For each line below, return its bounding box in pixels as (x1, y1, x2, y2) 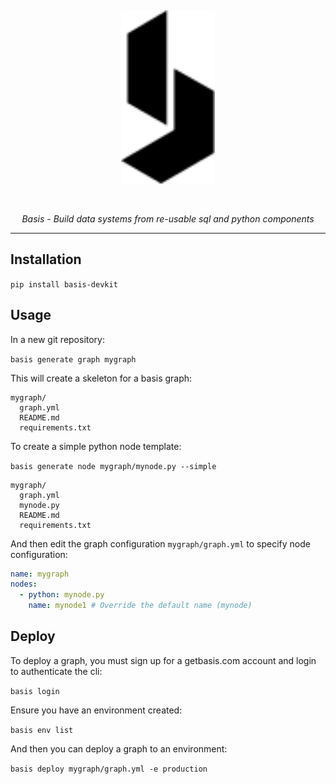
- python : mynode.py (19, 590, 105, 600)
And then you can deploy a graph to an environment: (10, 742, 228, 755)
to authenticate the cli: (10, 665, 103, 677)
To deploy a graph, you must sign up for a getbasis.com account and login (10, 654, 317, 666)
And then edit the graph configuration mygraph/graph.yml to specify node (10, 537, 311, 550)
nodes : (10, 579, 38, 590)
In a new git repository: (10, 333, 106, 345)
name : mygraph (10, 569, 70, 579)
